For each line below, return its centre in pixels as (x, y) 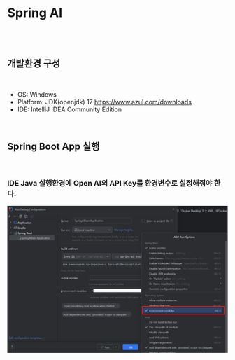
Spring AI (35, 13)
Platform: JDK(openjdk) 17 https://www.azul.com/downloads (105, 102)
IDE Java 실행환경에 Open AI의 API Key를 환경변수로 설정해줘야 (110, 184)
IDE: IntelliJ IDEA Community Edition (70, 109)
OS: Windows (37, 94)
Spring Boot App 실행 (54, 147)
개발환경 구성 (34, 63)
